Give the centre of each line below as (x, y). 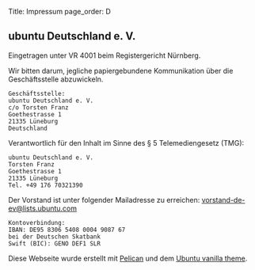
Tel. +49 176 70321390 (46, 185)
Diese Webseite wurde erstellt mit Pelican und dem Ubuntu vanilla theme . (128, 258)
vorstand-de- (223, 200)
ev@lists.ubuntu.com (43, 208)
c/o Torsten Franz (38, 107)
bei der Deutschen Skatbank (55, 237)
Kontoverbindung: (37, 222)
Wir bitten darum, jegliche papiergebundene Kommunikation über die (121, 70)
